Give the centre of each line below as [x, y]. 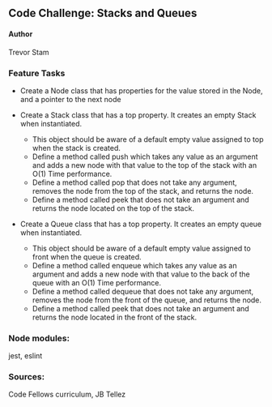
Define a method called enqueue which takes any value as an [134, 265]
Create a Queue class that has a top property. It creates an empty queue [141, 224]
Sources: [27, 377]
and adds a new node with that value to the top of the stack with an [144, 165]
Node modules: [39, 338]
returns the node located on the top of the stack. [113, 208]
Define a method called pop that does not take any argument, [134, 182]
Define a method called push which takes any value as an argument [145, 156]
